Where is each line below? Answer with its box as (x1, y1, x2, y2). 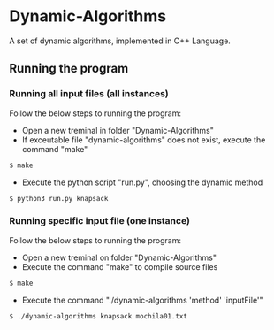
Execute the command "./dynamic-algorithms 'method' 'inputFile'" (21, 295, 263, 305)
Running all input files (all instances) (9, 88, 170, 100)
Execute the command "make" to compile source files (21, 261, 218, 272)
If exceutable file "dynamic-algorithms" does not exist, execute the (21, 134, 266, 145)
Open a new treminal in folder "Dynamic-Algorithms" (21, 125, 214, 135)
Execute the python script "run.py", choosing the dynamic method (21, 177, 263, 188)
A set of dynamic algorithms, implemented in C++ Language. (9, 35, 232, 46)
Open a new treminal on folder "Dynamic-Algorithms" (21, 252, 217, 263)
